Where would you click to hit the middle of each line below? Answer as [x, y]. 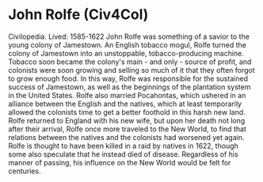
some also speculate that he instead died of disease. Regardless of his [124, 154]
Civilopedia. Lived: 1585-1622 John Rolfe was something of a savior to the [129, 36]
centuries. [25, 171]
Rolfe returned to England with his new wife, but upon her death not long [127, 120]
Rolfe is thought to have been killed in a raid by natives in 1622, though [124, 146]
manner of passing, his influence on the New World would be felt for [120, 162]
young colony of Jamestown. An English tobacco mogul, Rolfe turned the [128, 44]
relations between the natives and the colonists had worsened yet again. [126, 137]
